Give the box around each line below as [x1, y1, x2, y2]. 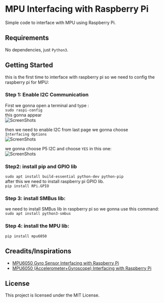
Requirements [5, 34, 49, 42]
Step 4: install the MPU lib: [5, 223, 70, 230]
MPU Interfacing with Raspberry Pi [5, 3, 149, 15]
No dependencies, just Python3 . [5, 47, 69, 52]
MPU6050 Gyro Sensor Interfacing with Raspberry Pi [12, 260, 119, 266]
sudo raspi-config [5, 108, 43, 113]
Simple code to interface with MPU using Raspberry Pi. [5, 20, 116, 25]
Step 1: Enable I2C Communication [5, 92, 89, 98]
